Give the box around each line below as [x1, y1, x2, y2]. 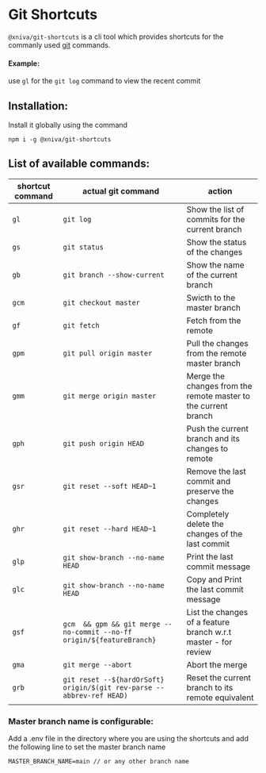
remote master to [186, 390, 251, 402]
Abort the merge [186, 659, 248, 670]
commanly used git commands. [8, 40, 111, 49]
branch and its [186, 433, 240, 444]
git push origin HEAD [63, 439, 145, 448]
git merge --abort [63, 660, 132, 669]
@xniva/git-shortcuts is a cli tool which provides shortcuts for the [8, 32, 224, 41]
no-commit [63, 627, 101, 636]
